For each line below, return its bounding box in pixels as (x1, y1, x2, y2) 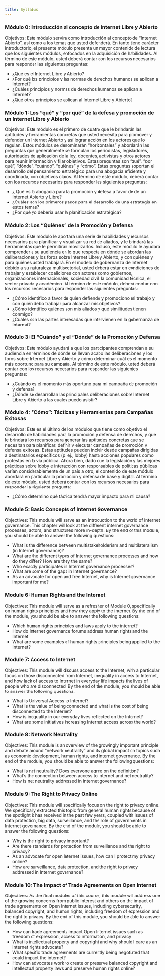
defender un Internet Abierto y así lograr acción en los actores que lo (5, 137, 145, 143)
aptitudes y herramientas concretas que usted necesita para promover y (5, 132, 152, 138)
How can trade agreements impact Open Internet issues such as (12, 928, 143, 934)
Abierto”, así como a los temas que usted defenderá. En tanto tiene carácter (5, 40, 159, 46)
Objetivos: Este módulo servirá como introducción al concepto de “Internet (5, 35, 157, 41)
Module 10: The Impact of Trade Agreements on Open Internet (5, 881, 157, 888)
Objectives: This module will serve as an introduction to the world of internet (5, 517, 160, 523)
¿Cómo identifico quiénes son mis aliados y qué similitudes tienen (12, 306, 146, 312)
